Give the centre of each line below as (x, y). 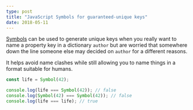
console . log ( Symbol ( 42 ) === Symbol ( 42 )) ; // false (69, 96)
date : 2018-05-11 (27, 22)
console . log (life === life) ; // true (52, 101)
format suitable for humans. (39, 69)
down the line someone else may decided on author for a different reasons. (97, 51)
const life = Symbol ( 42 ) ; (37, 80)
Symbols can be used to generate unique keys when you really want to (92, 39)
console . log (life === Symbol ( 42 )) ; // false (61, 90)
